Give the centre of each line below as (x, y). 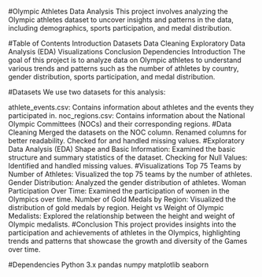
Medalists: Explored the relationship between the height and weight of (122, 216)
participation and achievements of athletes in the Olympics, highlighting (124, 233)
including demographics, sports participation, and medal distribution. (120, 28)
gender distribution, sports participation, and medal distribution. (112, 77)
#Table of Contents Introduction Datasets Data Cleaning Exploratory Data (127, 43)
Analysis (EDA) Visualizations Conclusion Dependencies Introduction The (127, 52)
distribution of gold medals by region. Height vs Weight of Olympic (116, 207)
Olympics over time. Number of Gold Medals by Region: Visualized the (122, 199)
